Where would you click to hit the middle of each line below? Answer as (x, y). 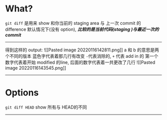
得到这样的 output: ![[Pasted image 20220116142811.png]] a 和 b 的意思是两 (82, 50)
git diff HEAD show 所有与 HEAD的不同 (46, 107)
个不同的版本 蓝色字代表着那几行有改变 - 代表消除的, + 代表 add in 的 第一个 (82, 56)
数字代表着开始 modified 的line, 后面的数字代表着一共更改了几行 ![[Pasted (80, 62)
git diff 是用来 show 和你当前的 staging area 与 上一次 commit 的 (73, 23)
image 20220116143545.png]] (36, 68)
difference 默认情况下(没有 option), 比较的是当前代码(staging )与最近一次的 (82, 29)
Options (22, 93)
